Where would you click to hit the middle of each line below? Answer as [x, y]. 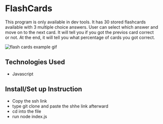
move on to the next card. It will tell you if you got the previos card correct [79, 32]
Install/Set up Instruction [44, 89]
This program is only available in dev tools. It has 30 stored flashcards [75, 22]
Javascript [23, 74]
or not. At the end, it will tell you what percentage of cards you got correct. [80, 37]
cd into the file [27, 111]
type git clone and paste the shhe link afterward [60, 106]
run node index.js [30, 116]
